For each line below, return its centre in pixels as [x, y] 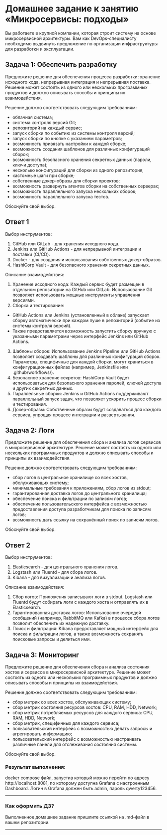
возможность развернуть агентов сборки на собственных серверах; [86, 186]
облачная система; [33, 117]
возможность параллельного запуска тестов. [61, 196]
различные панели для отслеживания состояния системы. [75, 744]
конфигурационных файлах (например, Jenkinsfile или [70, 367]
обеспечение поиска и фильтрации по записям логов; [70, 499]
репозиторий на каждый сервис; [47, 128]
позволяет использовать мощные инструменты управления [76, 295]
